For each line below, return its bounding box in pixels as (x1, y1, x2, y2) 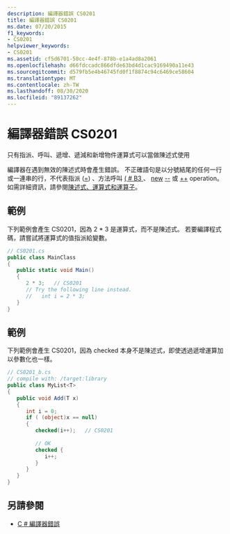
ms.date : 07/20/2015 (7, 23, 67, 30)
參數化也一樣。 (13, 355, 56, 364)
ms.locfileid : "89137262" (7, 95, 82, 102)
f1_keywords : (7, 29, 45, 37)
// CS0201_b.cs (7, 369, 51, 376)
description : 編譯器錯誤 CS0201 (7, 10, 96, 17)
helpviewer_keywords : (7, 42, 70, 49)
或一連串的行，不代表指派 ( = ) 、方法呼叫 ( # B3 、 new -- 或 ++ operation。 (7, 174, 224, 182)
